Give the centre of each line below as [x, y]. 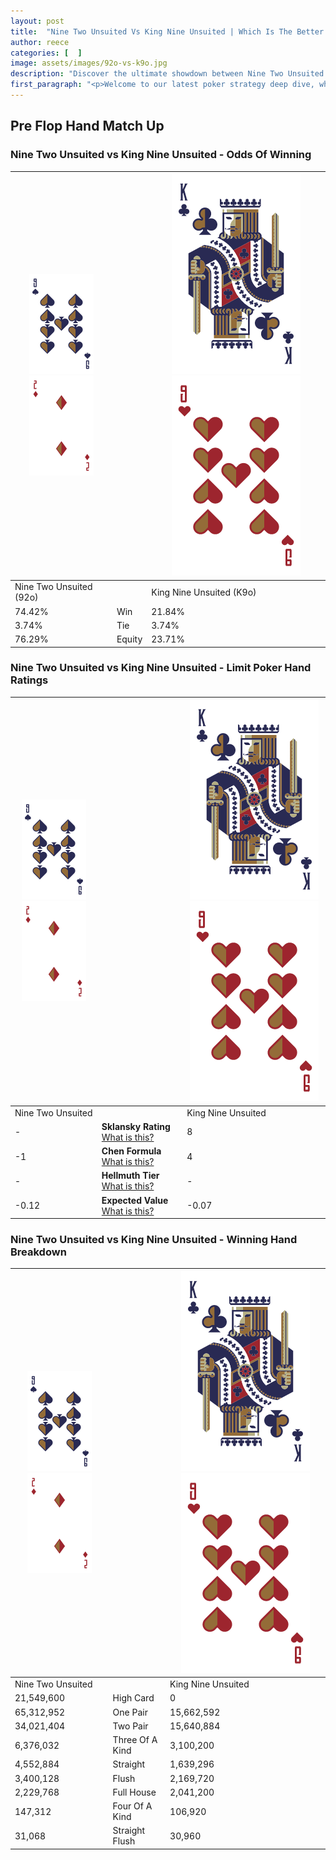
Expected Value [135, 1200]
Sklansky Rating [136, 1126]
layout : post [37, 21]
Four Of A [132, 1806]
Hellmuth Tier [130, 1176]
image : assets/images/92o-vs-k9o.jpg [89, 63]
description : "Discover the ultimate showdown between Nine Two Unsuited [167, 74]
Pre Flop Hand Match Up [87, 126]
